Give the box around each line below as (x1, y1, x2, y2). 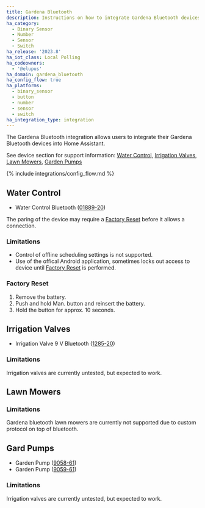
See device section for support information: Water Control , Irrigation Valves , (6, 152, 197, 159)
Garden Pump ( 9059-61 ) (15, 466, 77, 473)
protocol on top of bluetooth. (6, 425, 79, 433)
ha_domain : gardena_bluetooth (6, 71, 84, 77)
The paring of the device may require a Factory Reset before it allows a (6, 216, 185, 223)
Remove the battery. (15, 293, 67, 301)
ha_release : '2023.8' (6, 49, 62, 55)
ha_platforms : (6, 83, 43, 89)
